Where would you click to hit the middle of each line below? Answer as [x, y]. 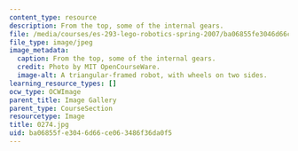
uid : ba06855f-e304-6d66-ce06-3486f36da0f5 [91, 133]
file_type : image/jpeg [51, 42]
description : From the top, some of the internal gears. [117, 26]
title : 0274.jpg [39, 125]
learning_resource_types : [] [63, 83]
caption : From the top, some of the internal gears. [117, 59]
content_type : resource [53, 17]
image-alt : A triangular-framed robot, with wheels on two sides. [142, 75]
